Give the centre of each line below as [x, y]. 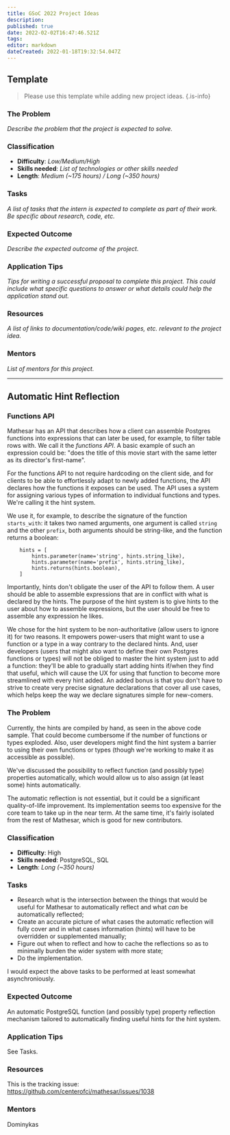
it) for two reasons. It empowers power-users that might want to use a [106, 637]
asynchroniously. [31, 979]
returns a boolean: [33, 538]
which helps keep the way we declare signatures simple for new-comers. [110, 695]
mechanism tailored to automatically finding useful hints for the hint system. [114, 1018]
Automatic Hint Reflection [63, 397]
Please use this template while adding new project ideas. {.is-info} [117, 96]
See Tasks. [23, 1051]
